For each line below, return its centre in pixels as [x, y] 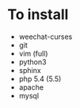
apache [31, 87]
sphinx [30, 70]
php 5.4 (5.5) [40, 79]
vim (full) [33, 53]
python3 [32, 62]
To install [38, 15]
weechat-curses [46, 37]
